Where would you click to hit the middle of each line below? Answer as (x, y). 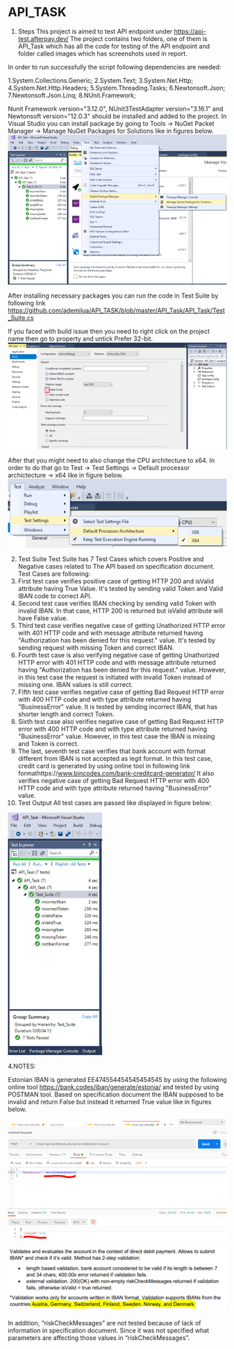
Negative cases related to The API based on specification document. (116, 567)
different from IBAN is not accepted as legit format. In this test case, (115, 759)
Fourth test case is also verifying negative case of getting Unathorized (118, 655)
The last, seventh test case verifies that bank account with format (112, 751)
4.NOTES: (22, 1066)
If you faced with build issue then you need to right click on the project (109, 331)
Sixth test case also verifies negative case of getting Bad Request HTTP (121, 722)
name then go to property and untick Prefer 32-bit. (81, 339)
